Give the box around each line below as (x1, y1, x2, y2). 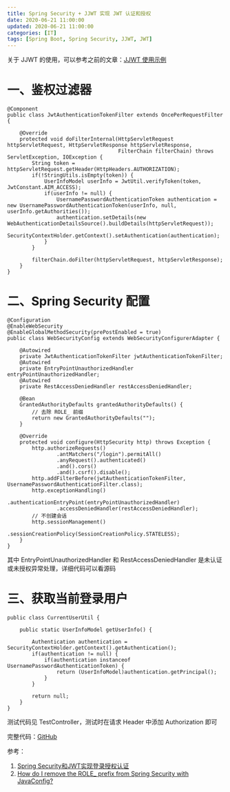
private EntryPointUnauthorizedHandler (19, 365, 134, 372)
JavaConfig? (17, 777, 54, 785)
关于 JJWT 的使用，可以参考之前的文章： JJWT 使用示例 (7, 56, 167, 64)
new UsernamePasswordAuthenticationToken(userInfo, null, (7, 202, 177, 209)
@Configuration (7, 317, 51, 324)
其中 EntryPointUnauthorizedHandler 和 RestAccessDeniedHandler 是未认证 (7, 556, 222, 564)
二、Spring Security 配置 (7, 294, 150, 309)
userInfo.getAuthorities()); (7, 208, 91, 215)
